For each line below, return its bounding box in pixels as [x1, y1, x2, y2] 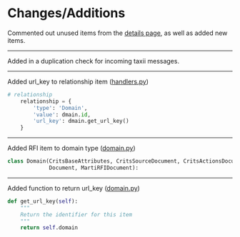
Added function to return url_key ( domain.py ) [7, 183, 141, 192]
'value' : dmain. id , [33, 111, 91, 118]
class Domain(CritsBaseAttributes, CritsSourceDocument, [7, 158, 181, 165]
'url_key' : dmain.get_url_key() [33, 118, 130, 125]
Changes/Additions [7, 5, 126, 21]
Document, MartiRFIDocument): [49, 164, 139, 172]
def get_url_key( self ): [7, 198, 79, 205]
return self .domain [20, 224, 79, 231]
